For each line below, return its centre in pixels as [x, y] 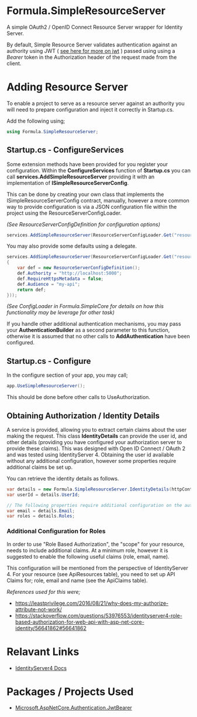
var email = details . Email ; [41, 511]
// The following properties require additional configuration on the [94, 505]
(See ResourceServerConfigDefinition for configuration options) [83, 224]
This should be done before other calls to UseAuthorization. [79, 397]
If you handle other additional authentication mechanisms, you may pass [94, 324]
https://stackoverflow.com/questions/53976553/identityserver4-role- [99, 615]
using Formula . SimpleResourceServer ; [53, 131]
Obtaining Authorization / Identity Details [83, 416]
